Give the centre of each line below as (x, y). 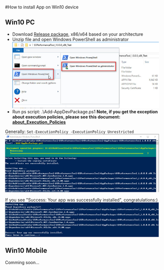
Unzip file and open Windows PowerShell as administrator (71, 39)
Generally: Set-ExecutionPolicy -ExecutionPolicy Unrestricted (70, 132)
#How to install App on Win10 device (42, 7)
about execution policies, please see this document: (66, 117)
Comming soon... (22, 262)
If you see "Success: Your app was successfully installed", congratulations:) (82, 200)
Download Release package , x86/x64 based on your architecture (78, 34)
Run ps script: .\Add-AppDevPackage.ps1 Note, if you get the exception (85, 112)
